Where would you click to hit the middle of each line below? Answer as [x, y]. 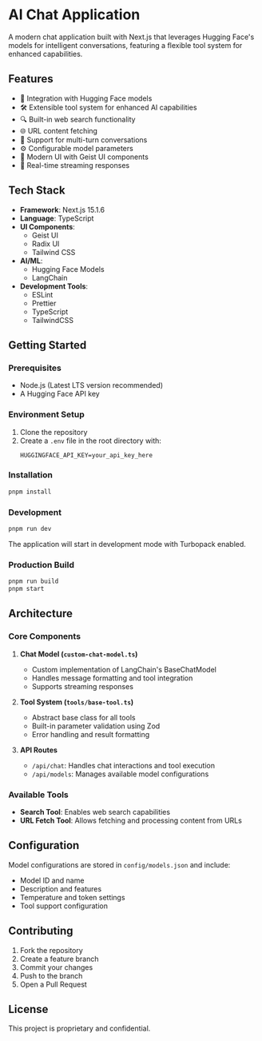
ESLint [42, 294]
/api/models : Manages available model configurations [120, 774]
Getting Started [48, 345]
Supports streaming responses [83, 686]
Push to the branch [51, 975]
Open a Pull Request [54, 984]
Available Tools [39, 795]
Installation [31, 475]
